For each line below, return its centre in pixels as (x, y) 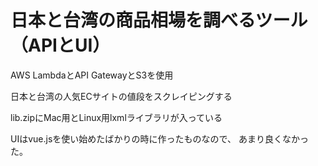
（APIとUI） (60, 45)
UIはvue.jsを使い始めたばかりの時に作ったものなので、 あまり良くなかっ (159, 138)
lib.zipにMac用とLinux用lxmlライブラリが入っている (116, 117)
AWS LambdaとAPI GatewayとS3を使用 (92, 75)
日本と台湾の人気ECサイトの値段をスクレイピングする (121, 96)
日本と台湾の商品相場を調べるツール (159, 20)
